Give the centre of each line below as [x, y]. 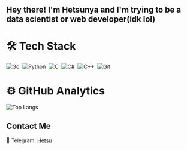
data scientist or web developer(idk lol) [81, 19]
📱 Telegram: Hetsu [29, 140]
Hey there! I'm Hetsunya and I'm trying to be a [94, 10]
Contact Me [28, 126]
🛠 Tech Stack [41, 46]
